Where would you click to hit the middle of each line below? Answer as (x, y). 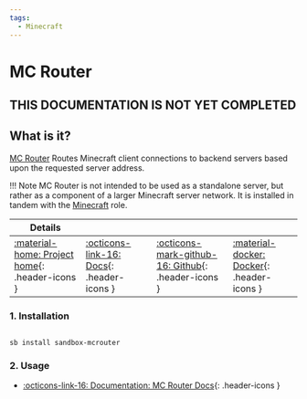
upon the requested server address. (77, 168)
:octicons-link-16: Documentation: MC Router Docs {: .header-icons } (151, 385)
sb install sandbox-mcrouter (65, 343)
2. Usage (30, 366)
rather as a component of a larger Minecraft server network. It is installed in (152, 195)
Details (45, 227)
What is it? (40, 136)
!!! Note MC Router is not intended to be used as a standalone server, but (147, 185)
